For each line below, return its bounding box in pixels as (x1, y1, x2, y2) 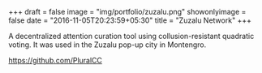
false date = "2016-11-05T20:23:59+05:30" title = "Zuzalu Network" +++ (8, 15, 252, 25)
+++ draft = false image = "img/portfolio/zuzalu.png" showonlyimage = (8, 7, 247, 16)
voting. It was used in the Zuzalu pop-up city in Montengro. (8, 40, 207, 49)
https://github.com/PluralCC (8, 56, 103, 65)
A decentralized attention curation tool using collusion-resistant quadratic (8, 32, 255, 41)
